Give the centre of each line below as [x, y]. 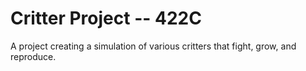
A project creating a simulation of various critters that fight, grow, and [153, 46]
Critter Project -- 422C [106, 18]
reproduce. [33, 56]
